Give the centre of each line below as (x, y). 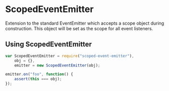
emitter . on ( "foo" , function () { (39, 74)
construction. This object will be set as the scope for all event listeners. (79, 28)
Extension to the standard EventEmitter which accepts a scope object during (85, 23)
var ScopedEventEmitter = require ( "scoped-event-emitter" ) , (70, 56)
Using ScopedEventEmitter (49, 44)
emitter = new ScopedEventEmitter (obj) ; (57, 65)
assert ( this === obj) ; (38, 79)
